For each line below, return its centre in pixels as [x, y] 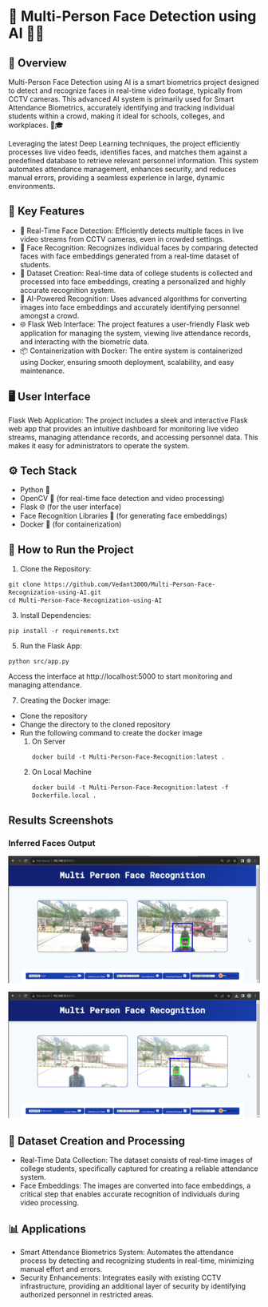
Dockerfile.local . [64, 796]
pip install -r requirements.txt [64, 631]
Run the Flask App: [51, 646]
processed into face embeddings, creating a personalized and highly [132, 281]
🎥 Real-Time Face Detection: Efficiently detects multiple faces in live [132, 231]
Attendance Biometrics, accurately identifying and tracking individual [122, 108]
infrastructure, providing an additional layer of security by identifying [132, 1286]
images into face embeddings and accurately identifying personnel [130, 307]
